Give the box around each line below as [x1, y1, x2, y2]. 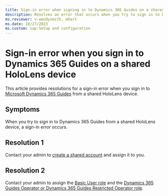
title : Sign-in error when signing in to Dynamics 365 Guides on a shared [5, 7, 164, 13]
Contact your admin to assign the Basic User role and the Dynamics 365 [5, 179, 154, 185]
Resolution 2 [5, 166, 45, 175]
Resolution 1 [5, 138, 44, 147]
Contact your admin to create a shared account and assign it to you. [5, 151, 145, 158]
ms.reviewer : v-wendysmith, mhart [5, 17, 77, 22]
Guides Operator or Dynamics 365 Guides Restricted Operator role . [5, 185, 143, 191]
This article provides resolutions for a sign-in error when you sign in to [5, 86, 150, 92]
